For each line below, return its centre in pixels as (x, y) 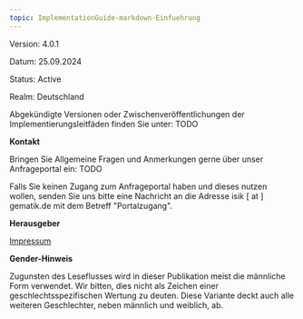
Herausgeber (35, 223)
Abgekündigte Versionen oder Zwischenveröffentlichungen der (127, 114)
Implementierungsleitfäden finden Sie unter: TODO (104, 124)
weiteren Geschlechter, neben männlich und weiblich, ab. (117, 304)
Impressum (30, 241)
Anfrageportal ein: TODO (56, 168)
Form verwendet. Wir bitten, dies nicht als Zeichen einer (114, 285)
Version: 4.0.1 (34, 44)
